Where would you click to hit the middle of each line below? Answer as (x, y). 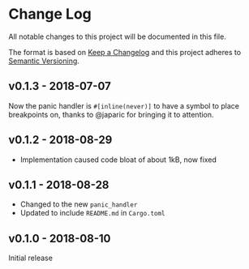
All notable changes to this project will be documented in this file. (118, 36)
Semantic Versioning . (44, 61)
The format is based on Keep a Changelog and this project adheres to (125, 52)
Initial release (30, 258)
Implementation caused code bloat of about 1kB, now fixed (118, 160)
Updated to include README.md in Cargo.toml (92, 213)
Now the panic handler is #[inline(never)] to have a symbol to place (124, 105)
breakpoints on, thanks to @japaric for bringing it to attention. (111, 114)
